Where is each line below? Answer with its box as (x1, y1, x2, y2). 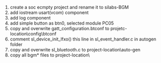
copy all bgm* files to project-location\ (10, 52, 90, 58)
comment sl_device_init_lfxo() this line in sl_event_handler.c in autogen (10, 36, 156, 42)
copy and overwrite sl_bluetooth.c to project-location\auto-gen (10, 47, 141, 52)
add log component (10, 15, 51, 20)
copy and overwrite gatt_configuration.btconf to (10, 25, 110, 31)
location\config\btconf (10, 31, 57, 36)
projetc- (110, 25, 127, 31)
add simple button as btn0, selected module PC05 (10, 20, 114, 26)
